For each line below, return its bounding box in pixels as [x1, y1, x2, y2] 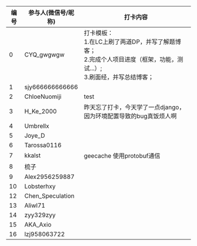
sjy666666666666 [24, 83, 78, 91]
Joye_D [24, 132, 45, 139]
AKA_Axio [24, 221, 52, 228]
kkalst [24, 151, 41, 159]
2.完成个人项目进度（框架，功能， [84, 55, 178, 64]
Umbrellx [24, 122, 50, 130]
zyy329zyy [24, 211, 56, 219]
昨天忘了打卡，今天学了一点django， [84, 103, 185, 111]
